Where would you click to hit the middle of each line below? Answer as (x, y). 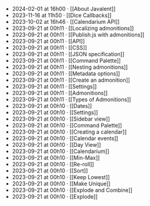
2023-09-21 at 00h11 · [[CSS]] (49, 48)
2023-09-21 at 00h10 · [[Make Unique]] (61, 183)
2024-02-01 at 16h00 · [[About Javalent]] (64, 9)
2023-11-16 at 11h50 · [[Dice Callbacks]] (62, 15)
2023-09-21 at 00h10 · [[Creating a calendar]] (69, 132)
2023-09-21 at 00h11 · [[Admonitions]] (60, 93)
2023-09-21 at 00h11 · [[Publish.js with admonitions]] (78, 35)
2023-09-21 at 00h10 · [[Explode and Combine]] (72, 190)
